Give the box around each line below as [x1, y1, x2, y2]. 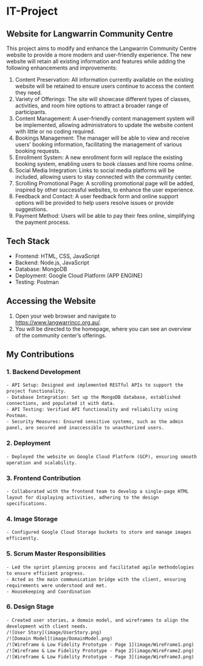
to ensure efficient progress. [6, 570, 86, 576]
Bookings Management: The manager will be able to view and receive [15, 134, 190, 141]
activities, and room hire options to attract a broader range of [15, 102, 168, 109]
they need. [15, 89, 43, 96]
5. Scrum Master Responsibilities [6, 550, 106, 558]
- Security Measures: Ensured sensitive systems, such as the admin [6, 419, 184, 425]
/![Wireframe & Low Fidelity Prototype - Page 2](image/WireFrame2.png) [6, 648, 194, 654]
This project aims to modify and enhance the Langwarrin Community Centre [6, 45, 197, 52]
